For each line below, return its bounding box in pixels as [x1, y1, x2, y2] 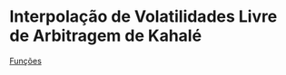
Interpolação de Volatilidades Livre [9, 6, 278, 27]
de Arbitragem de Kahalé [9, 25, 202, 46]
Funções [9, 55, 43, 66]
